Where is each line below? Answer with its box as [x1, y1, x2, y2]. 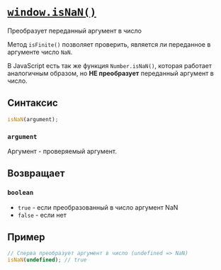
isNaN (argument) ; [7, 116, 59, 123]
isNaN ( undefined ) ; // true [7, 257, 87, 264]
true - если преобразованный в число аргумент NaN [17, 203, 178, 211]
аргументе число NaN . [7, 47, 73, 56]
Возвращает [7, 167, 65, 179]
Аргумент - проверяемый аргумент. [7, 147, 117, 155]
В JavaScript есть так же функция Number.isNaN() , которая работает [7, 61, 212, 69]
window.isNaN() [7, 6, 97, 19]
